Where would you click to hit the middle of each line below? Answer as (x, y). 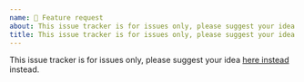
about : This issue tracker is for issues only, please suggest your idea (152, 26)
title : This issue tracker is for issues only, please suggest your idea (152, 34)
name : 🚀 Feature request (56, 18)
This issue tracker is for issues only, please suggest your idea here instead (149, 60)
